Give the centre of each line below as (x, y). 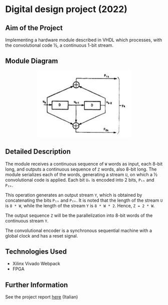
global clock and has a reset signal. (42, 236)
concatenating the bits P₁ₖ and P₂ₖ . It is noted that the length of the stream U (84, 200)
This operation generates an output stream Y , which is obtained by (74, 195)
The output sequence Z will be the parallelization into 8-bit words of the (79, 215)
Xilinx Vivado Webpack (36, 264)
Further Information (37, 285)
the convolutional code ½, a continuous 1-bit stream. (59, 45)
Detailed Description (38, 152)
